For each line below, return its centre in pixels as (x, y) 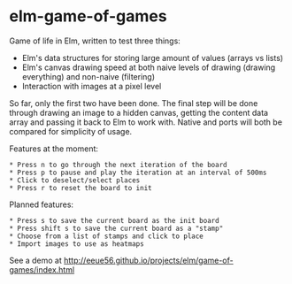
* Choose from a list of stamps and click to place (106, 236)
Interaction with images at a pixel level (92, 86)
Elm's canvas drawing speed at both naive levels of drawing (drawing (149, 67)
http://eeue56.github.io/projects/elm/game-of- (148, 260)
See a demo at (35, 260)
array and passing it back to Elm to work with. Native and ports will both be (146, 122)
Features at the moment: (54, 149)
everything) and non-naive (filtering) (88, 76)
